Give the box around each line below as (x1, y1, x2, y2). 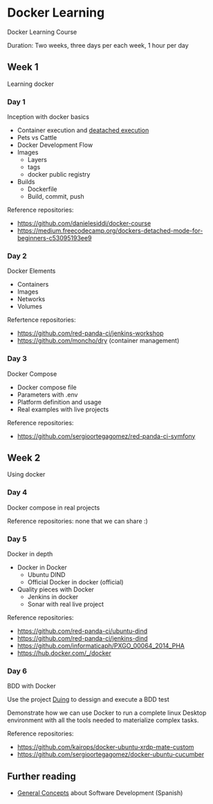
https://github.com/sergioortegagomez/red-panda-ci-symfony (17, 431, 196, 440)
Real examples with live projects (17, 405, 109, 413)
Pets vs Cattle (17, 134, 57, 142)
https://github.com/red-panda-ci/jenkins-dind (17, 634, 148, 643)
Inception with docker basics (7, 113, 90, 121)
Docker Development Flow (17, 141, 93, 150)
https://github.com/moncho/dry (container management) (17, 337, 180, 345)
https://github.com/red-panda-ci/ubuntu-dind (17, 627, 148, 635)
